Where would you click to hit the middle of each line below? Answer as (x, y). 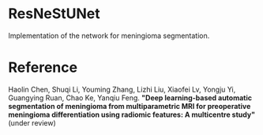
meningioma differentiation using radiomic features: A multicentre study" (131, 114)
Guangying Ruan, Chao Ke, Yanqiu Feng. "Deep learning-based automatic (130, 97)
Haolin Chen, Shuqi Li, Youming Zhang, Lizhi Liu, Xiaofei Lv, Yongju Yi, (122, 89)
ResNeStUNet (54, 14)
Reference (43, 67)
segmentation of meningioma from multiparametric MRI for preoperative (130, 106)
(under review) (32, 122)
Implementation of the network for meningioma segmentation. (109, 36)
